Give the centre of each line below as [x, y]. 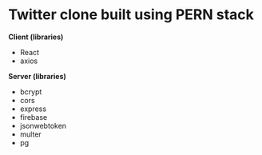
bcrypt [31, 91]
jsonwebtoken [43, 125]
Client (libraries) [36, 37]
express [33, 109]
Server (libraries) [37, 76]
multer [30, 134]
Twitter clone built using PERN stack [131, 15]
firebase [34, 117]
